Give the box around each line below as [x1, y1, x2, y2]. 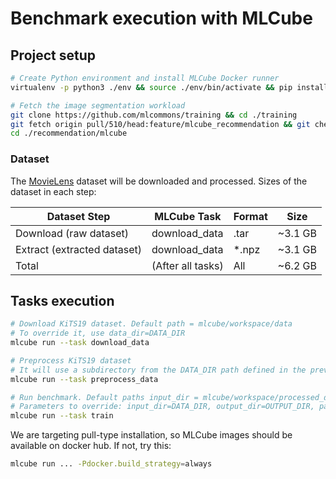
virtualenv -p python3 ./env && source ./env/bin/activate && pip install [10, 82, 329, 92]
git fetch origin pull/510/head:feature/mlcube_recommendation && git [10, 119, 311, 129]
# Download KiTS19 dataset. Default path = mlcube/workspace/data [10, 319, 293, 329]
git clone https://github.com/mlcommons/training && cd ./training [10, 110, 298, 120]
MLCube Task [154, 209, 222, 223]
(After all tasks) [151, 258, 224, 272]
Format [233, 209, 268, 223]
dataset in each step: [10, 185, 97, 197]
